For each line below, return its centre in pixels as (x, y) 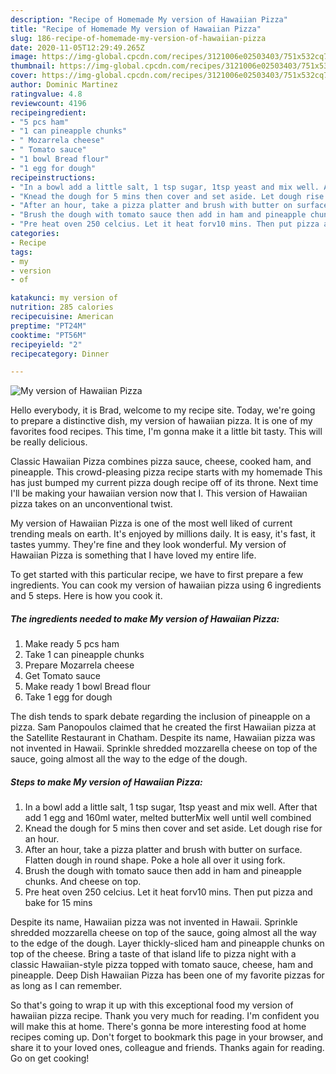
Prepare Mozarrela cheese (79, 665)
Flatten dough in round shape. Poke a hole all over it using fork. (155, 860)
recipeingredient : (48, 112)
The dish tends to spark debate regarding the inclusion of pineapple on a (160, 717)
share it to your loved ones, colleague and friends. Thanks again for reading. (167, 1048)
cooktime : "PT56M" (48, 335)
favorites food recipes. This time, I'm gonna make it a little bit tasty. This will (166, 432)
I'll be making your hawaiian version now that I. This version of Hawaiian (159, 493)
